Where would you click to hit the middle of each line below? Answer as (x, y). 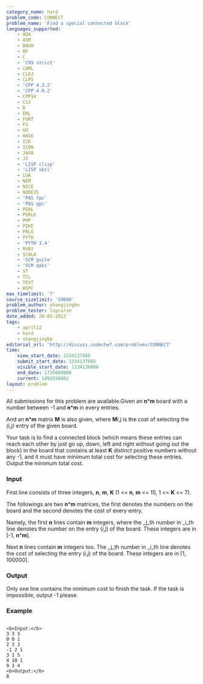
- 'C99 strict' (36, 62)
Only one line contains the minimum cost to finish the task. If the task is (95, 588)
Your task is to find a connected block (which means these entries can (94, 438)
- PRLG (25, 232)
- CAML (25, 68)
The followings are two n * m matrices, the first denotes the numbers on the (100, 504)
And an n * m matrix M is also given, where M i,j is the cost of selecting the (98, 420)
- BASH (25, 46)
